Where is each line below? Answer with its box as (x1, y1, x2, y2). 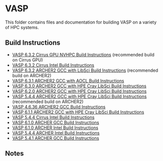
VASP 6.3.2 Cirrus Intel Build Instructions (12, 62, 94, 68)
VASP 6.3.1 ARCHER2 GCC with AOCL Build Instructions (12, 78, 124, 83)
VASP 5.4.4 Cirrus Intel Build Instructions (12, 114, 94, 120)
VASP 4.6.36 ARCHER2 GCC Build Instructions (12, 104, 106, 109)
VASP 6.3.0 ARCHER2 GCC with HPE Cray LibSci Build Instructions (12, 83, 147, 89)
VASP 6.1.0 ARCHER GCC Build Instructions (12, 119, 99, 125)
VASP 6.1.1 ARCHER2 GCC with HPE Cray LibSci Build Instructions (12, 109, 144, 115)
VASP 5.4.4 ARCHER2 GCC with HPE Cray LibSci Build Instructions (12, 93, 147, 99)
